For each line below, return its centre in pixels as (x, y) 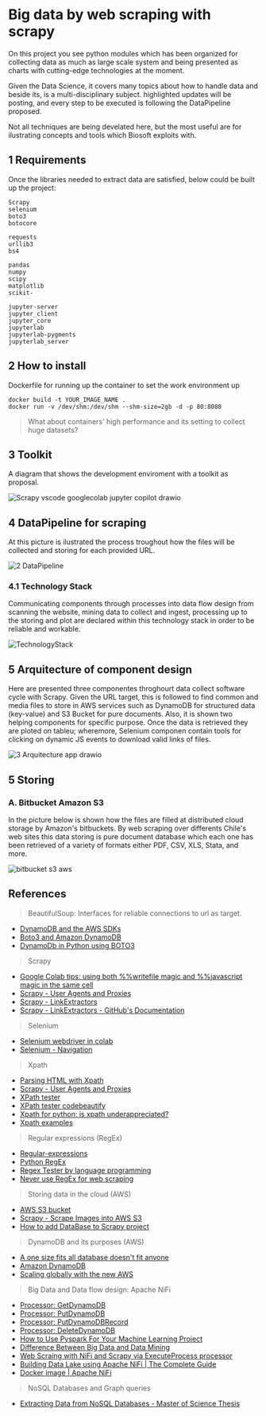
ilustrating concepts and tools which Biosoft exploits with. (102, 135)
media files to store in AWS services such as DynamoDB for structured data (132, 706)
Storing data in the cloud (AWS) (79, 1194)
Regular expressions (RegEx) (75, 1138)
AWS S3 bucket (45, 1209)
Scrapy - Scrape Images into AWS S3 (81, 1218)
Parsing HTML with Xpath (62, 1080)
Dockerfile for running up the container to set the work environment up (124, 385)
